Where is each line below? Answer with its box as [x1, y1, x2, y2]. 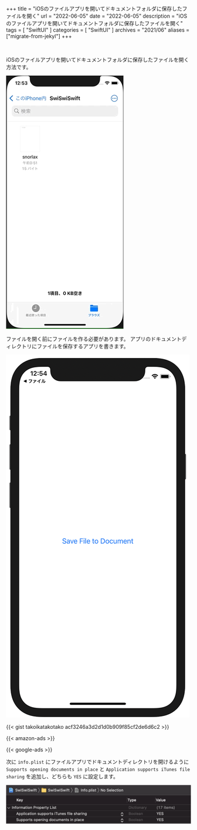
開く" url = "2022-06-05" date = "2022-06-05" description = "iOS [26, 12, 188, 19]
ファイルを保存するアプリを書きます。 [36, 343, 129, 350]
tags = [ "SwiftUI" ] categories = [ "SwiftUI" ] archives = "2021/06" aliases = [6, 26, 190, 34]
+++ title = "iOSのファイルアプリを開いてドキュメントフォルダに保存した [6, 5, 183, 12]
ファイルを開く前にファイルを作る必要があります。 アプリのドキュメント [6, 336, 182, 342]
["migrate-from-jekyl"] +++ [6, 33, 72, 39]
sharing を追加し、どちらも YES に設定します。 [6, 773, 119, 780]
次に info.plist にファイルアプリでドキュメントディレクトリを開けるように [6, 758, 189, 765]
